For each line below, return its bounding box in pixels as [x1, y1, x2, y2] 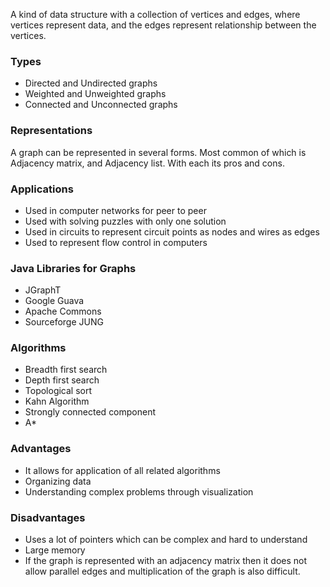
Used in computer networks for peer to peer [24, 204, 207, 216]
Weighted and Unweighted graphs [24, 88, 167, 100]
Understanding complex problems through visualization [24, 485, 254, 498]
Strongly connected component [24, 406, 157, 418]
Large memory [24, 544, 86, 556]
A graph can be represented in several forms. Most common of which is [10, 146, 307, 158]
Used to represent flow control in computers [24, 236, 208, 248]
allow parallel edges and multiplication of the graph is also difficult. [24, 565, 301, 578]
